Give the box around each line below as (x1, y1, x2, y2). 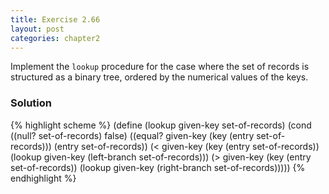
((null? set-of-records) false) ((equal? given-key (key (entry (10, 129, 255, 141)
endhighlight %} (10, 172, 77, 184)
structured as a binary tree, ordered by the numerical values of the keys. (10, 71, 309, 83)
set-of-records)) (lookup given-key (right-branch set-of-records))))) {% (10, 161, 306, 173)
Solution (10, 96, 53, 110)
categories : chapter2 (10, 33, 101, 43)
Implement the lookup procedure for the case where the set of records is (10, 61, 310, 73)
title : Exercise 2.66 (10, 14, 101, 25)
